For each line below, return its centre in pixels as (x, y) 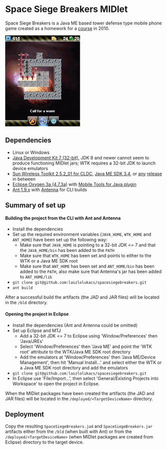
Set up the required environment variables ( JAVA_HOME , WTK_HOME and (82, 234)
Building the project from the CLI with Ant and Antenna (63, 218)
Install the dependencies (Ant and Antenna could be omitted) (75, 325)
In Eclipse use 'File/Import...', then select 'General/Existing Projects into (85, 378)
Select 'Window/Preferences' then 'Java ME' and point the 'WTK (86, 346)
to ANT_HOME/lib (36, 277)
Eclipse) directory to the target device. (44, 442)
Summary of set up (35, 205)
